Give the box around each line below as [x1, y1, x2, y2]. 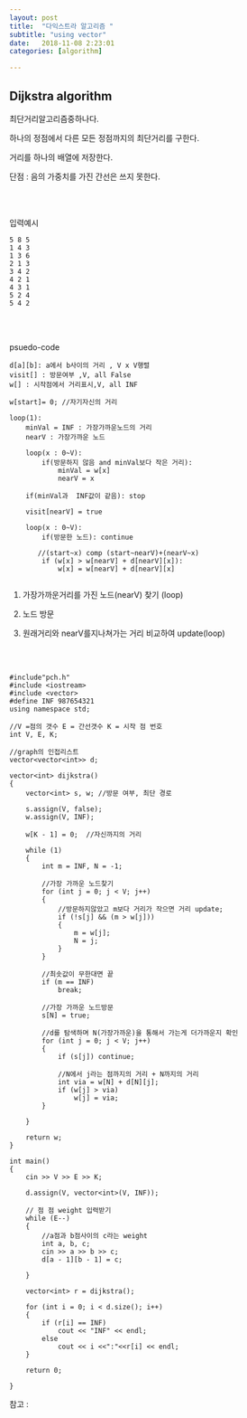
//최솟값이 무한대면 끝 [41, 969, 114, 978]
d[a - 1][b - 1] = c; [41, 1254, 123, 1264]
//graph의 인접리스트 [9, 747, 79, 756]
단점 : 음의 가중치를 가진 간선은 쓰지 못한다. [9, 171, 160, 182]
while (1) [25, 846, 63, 855]
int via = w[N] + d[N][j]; [57, 1077, 160, 1086]
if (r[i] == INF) [41, 1318, 106, 1328]
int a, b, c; [41, 1239, 91, 1248]
